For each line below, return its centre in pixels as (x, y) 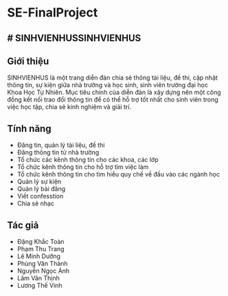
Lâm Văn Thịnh (38, 278)
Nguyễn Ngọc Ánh (43, 271)
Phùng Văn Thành (42, 264)
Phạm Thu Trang (41, 249)
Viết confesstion (40, 196)
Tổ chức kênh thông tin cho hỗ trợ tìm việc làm (83, 167)
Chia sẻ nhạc (36, 203)
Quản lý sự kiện (39, 182)
